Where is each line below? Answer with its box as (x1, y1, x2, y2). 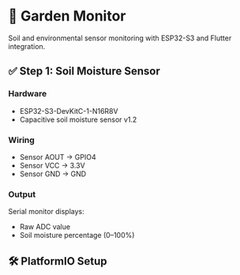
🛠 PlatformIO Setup (8, 254, 108, 268)
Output (8, 189, 36, 200)
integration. (8, 41, 46, 51)
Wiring (8, 134, 36, 145)
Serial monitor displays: (8, 207, 84, 217)
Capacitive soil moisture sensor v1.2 (19, 115, 137, 124)
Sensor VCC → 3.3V (19, 160, 85, 170)
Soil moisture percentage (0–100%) (19, 231, 135, 240)
